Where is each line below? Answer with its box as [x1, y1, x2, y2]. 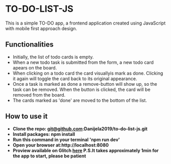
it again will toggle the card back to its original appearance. [12, 75, 137, 82]
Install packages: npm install [12, 131, 75, 137]
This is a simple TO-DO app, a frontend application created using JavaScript [5, 20, 166, 26]
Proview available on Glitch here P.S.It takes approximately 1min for [12, 147, 159, 153]
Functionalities [5, 40, 54, 49]
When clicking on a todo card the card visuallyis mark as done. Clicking [12, 70, 163, 76]
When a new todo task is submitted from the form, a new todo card [12, 59, 154, 65]
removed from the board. [12, 91, 66, 98]
